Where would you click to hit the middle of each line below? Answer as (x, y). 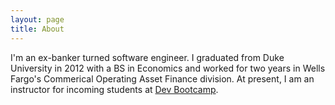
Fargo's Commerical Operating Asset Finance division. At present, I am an (162, 78)
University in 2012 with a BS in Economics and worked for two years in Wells (168, 68)
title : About (37, 29)
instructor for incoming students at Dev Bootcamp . (114, 89)
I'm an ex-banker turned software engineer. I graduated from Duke (147, 57)
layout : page (37, 19)
